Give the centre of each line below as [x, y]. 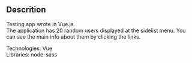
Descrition [26, 10]
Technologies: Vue [29, 48]
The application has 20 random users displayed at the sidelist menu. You [96, 30]
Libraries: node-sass [32, 54]
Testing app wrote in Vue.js [40, 24]
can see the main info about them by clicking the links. [73, 37]
